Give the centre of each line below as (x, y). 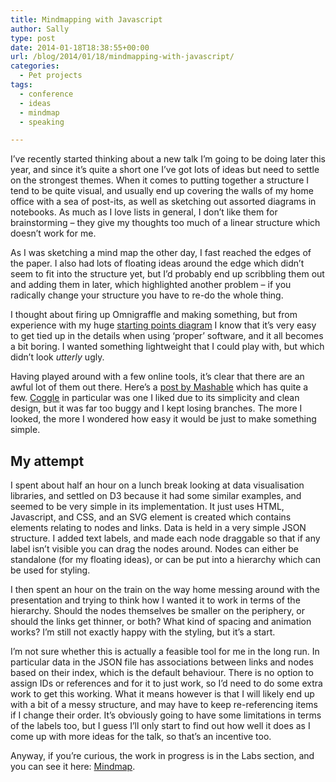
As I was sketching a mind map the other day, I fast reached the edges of (161, 253)
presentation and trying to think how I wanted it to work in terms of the (155, 600)
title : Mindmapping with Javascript (86, 19)
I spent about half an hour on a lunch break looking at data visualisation (157, 485)
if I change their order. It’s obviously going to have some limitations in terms (166, 715)
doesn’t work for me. (53, 233)
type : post (33, 38)
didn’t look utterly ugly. (57, 357)
